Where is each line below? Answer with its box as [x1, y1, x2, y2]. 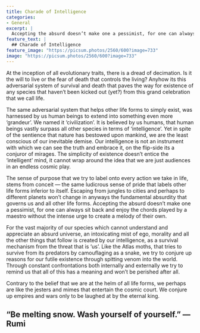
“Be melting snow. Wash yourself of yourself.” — [6, 310, 191, 320]
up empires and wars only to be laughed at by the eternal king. [6, 292, 160, 299]
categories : [6, 14, 36, 20]
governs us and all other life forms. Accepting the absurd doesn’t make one [6, 200, 192, 207]
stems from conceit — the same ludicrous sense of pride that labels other [6, 181, 186, 188]
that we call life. [6, 95, 45, 102]
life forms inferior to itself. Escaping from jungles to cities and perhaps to [6, 187, 185, 194]
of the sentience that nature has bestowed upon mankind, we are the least [6, 131, 189, 139]
